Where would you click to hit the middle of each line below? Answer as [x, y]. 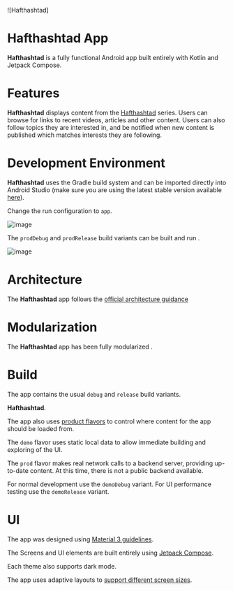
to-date [18, 470]
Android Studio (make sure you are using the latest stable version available [114, 190]
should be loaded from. [41, 428]
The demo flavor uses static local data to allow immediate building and [106, 442]
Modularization [52, 327]
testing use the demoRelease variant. [58, 491]
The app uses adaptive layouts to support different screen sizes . [100, 580]
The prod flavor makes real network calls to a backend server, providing [110, 463]
